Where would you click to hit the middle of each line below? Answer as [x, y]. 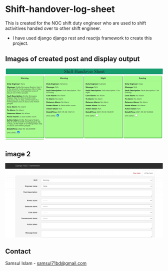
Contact [18, 251]
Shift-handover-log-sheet [60, 9]
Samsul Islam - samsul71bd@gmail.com [46, 264]
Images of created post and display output [72, 59]
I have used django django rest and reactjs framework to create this [82, 38]
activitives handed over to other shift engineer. [53, 28]
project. [20, 43]
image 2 [18, 154]
